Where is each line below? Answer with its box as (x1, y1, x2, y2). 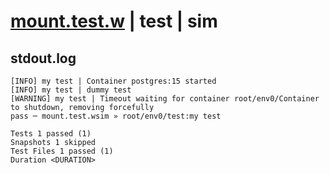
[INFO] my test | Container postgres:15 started (10, 76, 217, 86)
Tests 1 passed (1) (10, 129, 92, 139)
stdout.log (10, 50, 77, 67)
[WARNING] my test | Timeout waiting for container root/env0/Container (10, 94, 320, 104)
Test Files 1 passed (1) (10, 146, 114, 156)
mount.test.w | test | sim (10, 10, 218, 33)
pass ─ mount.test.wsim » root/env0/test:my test (10, 111, 222, 121)
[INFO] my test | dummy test (10, 85, 132, 95)
